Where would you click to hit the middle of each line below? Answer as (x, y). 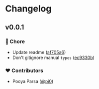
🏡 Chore (15, 41)
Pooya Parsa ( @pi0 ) (33, 81)
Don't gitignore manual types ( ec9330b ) (53, 57)
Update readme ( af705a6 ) (39, 52)
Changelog (28, 9)
